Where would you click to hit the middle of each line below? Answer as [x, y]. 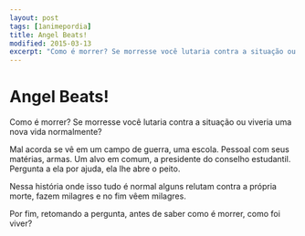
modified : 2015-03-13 [51, 43]
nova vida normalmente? [56, 132]
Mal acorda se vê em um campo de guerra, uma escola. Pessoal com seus [149, 149]
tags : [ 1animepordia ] [51, 26]
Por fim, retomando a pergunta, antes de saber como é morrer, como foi [145, 214]
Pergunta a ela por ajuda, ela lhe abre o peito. [95, 169]
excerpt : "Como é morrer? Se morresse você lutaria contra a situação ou [153, 52]
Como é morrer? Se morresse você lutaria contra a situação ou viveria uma [151, 122]
